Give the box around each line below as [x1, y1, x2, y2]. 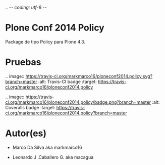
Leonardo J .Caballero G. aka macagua [12, 154, 94, 160]
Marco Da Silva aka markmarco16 [12, 144, 82, 150]
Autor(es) [5, 128, 47, 139]
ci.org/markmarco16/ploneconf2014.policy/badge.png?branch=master [5, 99, 151, 105]
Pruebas [5, 57, 41, 68]
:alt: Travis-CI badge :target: [38, 78, 97, 85]
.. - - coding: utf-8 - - [5, 5, 47, 10]
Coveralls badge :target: [5, 104, 56, 110]
